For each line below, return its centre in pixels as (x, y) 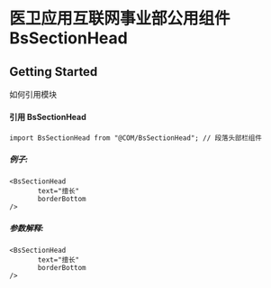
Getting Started (54, 72)
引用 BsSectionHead (48, 116)
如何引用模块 (33, 94)
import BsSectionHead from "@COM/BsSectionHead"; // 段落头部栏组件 (136, 138)
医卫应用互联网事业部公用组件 (120, 19)
